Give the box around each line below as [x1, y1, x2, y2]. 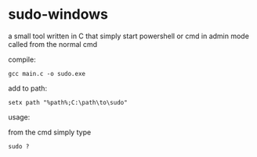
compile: [8, 55, 37, 64]
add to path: [8, 84, 48, 93]
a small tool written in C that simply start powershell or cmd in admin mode [8, 31, 249, 41]
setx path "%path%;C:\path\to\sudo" [8, 98, 128, 106]
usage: [8, 112, 31, 122]
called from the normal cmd [8, 39, 98, 48]
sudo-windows [8, 5, 108, 23]
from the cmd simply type [8, 127, 92, 137]
